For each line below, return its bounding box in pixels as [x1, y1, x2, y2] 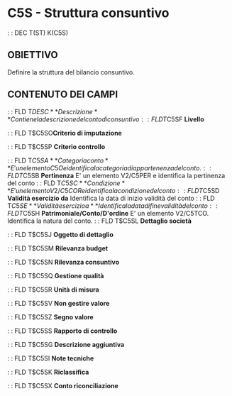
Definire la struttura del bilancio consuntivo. [7, 67, 135, 76]
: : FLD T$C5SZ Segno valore [7, 312, 94, 321]
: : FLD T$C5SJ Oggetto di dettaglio [7, 230, 114, 238]
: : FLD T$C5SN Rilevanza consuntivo [7, 258, 120, 266]
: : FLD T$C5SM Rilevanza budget [7, 243, 109, 253]
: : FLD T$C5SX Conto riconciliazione [7, 381, 118, 390]
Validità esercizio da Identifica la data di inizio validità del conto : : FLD [7, 194, 215, 202]
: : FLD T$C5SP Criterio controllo [7, 142, 106, 150]
